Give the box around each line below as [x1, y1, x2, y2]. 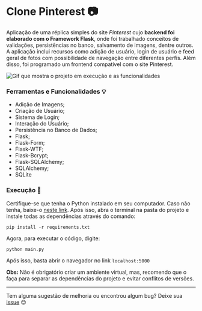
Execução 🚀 [6, 186, 41, 195]
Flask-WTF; [14, 145, 44, 153]
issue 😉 [6, 298, 27, 306]
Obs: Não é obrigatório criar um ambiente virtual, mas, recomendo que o [6, 268, 187, 276]
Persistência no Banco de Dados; [14, 127, 97, 134]
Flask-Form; [14, 139, 45, 146]
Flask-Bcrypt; [14, 152, 49, 159]
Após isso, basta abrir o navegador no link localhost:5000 [6, 256, 150, 264]
